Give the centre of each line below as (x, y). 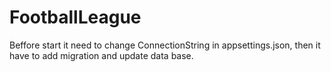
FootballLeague (75, 17)
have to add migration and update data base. (101, 55)
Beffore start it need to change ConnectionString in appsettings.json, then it (165, 45)
